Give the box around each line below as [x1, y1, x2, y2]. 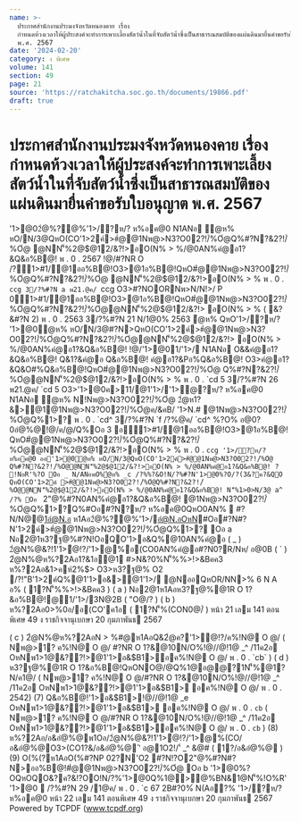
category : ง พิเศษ [9, 55, 71, 63]
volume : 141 [9, 63, 54, 72]
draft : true [9, 96, 54, 105]
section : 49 [9, 71, 54, 80]
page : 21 [9, 80, 42, 88]
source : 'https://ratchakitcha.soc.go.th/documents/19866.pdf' [9, 88, 250, 96]
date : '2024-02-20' [9, 46, 82, 55]
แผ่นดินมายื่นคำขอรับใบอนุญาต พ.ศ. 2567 [9, 193, 262, 214]
